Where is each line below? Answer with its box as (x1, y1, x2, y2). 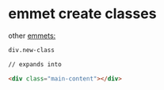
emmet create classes (8, 5, 157, 23)
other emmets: (8, 31, 56, 40)
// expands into (8, 60, 62, 68)
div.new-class (8, 46, 55, 54)
